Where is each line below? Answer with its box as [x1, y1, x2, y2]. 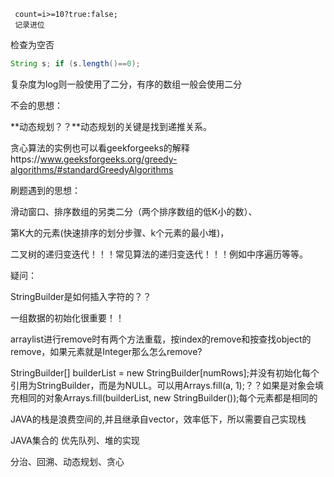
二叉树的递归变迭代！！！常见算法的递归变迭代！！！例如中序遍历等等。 [10, 248, 308, 260]
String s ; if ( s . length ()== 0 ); [10, 59, 141, 69]
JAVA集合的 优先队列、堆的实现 [10, 434, 140, 446]
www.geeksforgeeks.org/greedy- [39, 153, 178, 165]
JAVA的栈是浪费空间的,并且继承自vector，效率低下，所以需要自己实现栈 [10, 413, 307, 425]
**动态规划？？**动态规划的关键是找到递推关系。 [10, 120, 213, 132]
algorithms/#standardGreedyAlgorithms [10, 163, 174, 175]
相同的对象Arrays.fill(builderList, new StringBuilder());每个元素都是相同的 [18, 391, 318, 404]
